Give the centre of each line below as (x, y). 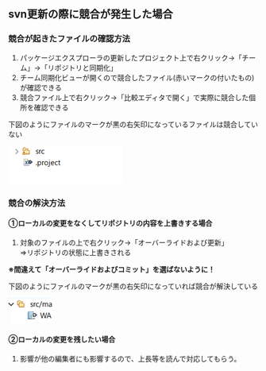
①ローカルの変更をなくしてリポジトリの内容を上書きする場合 (110, 223)
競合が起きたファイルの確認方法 (69, 39)
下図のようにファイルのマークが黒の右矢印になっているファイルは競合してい (133, 124)
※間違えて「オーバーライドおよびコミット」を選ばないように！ (112, 269)
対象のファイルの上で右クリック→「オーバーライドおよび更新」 (124, 242)
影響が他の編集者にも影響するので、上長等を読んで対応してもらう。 (130, 359)
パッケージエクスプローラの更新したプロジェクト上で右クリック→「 (131, 57)
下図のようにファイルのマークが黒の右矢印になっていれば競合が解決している (133, 286)
